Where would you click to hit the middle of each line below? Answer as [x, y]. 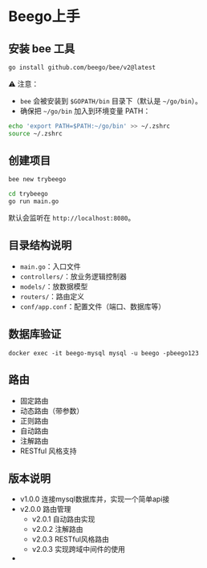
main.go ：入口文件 [50, 266]
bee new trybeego [37, 180]
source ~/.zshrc [35, 133]
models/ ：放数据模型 [54, 286]
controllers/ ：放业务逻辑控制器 [73, 276]
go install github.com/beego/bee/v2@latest [82, 67]
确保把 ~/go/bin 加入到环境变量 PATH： [85, 111]
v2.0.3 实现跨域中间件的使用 [79, 550]
